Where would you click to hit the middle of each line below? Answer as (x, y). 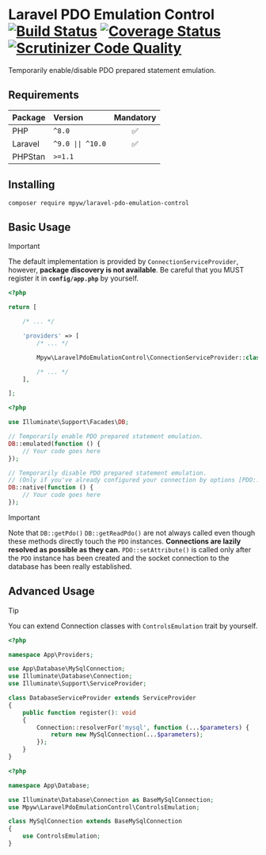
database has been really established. (70, 566)
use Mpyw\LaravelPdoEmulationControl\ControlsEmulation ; (104, 807)
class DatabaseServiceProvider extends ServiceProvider (102, 698)
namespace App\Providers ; (51, 655)
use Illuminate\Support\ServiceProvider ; (78, 684)
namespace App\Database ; (49, 785)
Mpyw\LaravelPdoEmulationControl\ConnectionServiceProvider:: (141, 357)
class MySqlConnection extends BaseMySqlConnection (95, 822)
